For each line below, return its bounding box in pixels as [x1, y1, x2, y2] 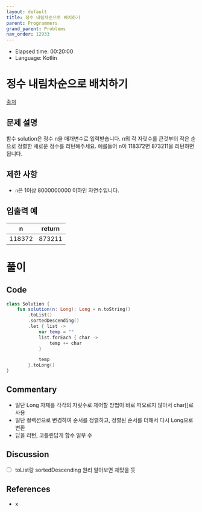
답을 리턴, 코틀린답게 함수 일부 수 [14, 431, 92, 438]
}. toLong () [28, 362, 55, 368]
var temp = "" [38, 328, 74, 335]
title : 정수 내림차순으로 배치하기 [6, 14, 80, 21]
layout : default [6, 8, 47, 15]
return [41, 224, 60, 232]
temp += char [49, 340, 83, 346]
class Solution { [6, 301, 50, 307]
